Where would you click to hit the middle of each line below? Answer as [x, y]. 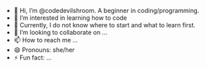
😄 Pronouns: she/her [44, 50]
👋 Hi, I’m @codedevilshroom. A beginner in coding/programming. [106, 11]
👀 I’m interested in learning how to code [71, 18]
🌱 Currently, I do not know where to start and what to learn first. [104, 25]
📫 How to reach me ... [46, 40]
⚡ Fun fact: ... [32, 57]
